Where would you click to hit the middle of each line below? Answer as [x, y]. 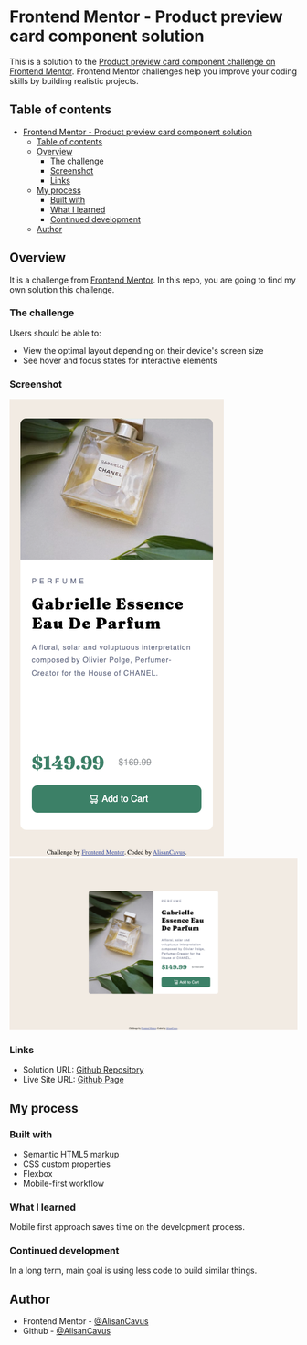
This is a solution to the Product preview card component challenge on [143, 61]
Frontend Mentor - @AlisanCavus [85, 1321]
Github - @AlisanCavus [67, 1331]
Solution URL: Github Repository [83, 1070]
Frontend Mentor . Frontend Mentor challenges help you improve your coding [153, 71]
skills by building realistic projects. [74, 80]
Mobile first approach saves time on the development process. [127, 1227]
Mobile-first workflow [64, 1183]
